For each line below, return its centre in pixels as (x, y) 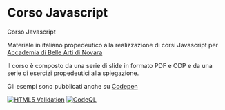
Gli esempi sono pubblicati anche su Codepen (72, 86)
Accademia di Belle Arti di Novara (55, 52)
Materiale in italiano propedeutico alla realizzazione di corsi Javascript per (113, 45)
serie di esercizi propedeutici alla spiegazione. (73, 73)
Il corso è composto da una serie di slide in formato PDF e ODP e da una (110, 65)
